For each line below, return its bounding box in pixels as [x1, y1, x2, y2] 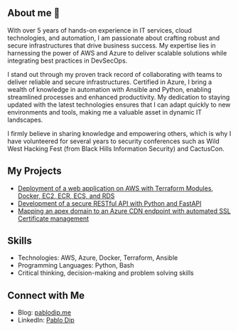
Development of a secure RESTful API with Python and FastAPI [17, 199, 202, 207]
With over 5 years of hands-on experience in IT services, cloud [7, 26, 192, 34]
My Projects [7, 165, 62, 177]
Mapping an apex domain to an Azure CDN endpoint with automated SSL [17, 206, 231, 215]
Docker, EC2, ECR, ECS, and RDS [17, 191, 115, 200]
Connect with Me [7, 289, 85, 301]
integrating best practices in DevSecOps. [7, 56, 128, 65]
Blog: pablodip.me [17, 308, 72, 317]
